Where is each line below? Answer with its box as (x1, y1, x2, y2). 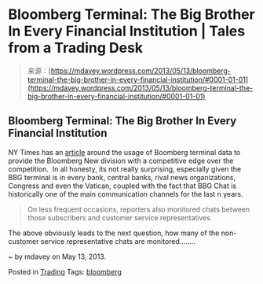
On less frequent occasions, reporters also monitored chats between (27, 205, 250, 214)
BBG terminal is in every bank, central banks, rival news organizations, (8, 172, 236, 182)
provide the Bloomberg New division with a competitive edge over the (8, 156, 234, 165)
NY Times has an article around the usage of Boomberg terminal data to (8, 147, 241, 157)
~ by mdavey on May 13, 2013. (8, 252, 107, 261)
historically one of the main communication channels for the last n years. (8, 189, 243, 198)
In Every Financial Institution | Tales (8, 22, 246, 40)
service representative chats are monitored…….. (40, 236, 196, 245)
